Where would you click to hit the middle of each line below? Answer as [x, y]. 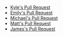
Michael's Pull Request [34, 18]
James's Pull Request [33, 29]
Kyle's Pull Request [30, 7]
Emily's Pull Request [31, 13]
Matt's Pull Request [30, 23]
